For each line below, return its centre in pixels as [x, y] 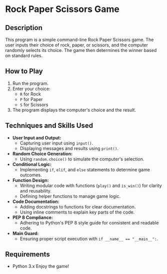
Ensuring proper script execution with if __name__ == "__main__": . [89, 238]
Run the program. [30, 83]
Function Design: [30, 180]
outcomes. [31, 175]
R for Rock [30, 94]
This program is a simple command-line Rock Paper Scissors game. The [79, 39]
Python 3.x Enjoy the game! [41, 266]
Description [24, 28]
